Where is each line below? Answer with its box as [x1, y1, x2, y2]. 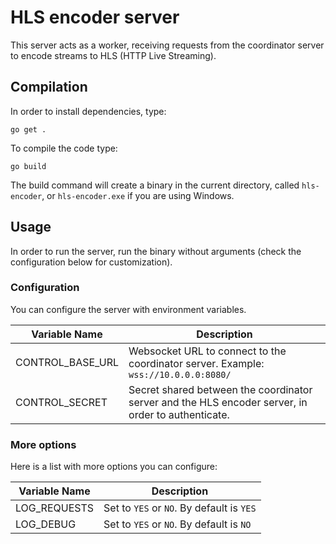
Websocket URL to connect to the [128, 344, 287, 358]
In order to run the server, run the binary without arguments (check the [10, 245, 302, 257]
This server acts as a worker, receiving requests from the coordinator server [10, 39, 325, 51]
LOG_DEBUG [15, 517, 77, 531]
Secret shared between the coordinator [128, 382, 313, 396]
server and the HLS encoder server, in [128, 395, 308, 409]
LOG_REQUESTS [15, 501, 95, 515]
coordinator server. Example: [128, 356, 265, 370]
